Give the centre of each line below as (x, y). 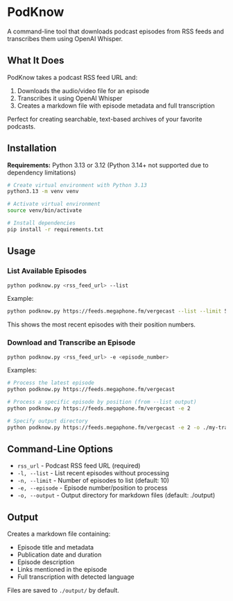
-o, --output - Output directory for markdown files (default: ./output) (116, 495)
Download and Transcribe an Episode (71, 343)
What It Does (36, 61)
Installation (32, 148)
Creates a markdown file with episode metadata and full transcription (116, 106)
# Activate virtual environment (54, 204)
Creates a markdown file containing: (59, 534)
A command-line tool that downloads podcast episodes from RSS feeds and (115, 31)
